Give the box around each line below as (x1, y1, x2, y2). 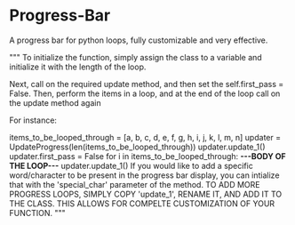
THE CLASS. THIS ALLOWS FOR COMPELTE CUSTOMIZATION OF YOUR (9, 197, 275, 209)
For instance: (9, 115, 58, 125)
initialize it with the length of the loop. (9, 61, 147, 72)
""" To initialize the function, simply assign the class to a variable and (9, 52, 262, 62)
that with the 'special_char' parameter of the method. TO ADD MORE (9, 179, 260, 189)
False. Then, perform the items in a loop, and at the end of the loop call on (9, 88, 281, 99)
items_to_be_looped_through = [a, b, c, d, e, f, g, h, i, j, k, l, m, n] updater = (9, 132, 282, 142)
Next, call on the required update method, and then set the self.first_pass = (9, 78, 284, 89)
